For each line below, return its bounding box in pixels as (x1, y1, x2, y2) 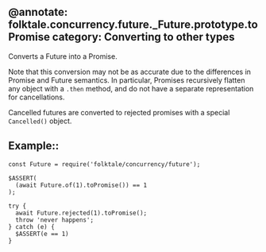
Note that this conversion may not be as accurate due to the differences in (8, 67, 252, 76)
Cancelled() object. (8, 116, 72, 126)
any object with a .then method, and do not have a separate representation (8, 83, 254, 93)
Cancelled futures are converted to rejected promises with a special (8, 107, 230, 117)
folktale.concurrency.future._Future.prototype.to (8, 18, 258, 32)
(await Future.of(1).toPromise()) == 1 (15, 181, 148, 189)
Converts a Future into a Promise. (8, 51, 118, 61)
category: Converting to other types (52, 30, 235, 44)
